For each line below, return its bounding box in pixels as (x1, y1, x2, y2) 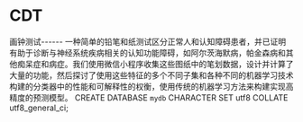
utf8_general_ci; (9, 102, 69, 113)
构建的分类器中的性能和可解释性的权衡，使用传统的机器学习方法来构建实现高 (9, 81, 294, 91)
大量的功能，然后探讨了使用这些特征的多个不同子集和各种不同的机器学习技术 (9, 69, 294, 81)
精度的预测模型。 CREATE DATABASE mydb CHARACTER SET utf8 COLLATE (9, 91, 289, 103)
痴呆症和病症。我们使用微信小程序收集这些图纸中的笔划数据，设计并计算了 (16, 58, 294, 69)
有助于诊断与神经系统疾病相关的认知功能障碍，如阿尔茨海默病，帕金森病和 (9, 47, 286, 58)
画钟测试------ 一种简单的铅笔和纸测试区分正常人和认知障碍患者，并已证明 (9, 36, 287, 47)
